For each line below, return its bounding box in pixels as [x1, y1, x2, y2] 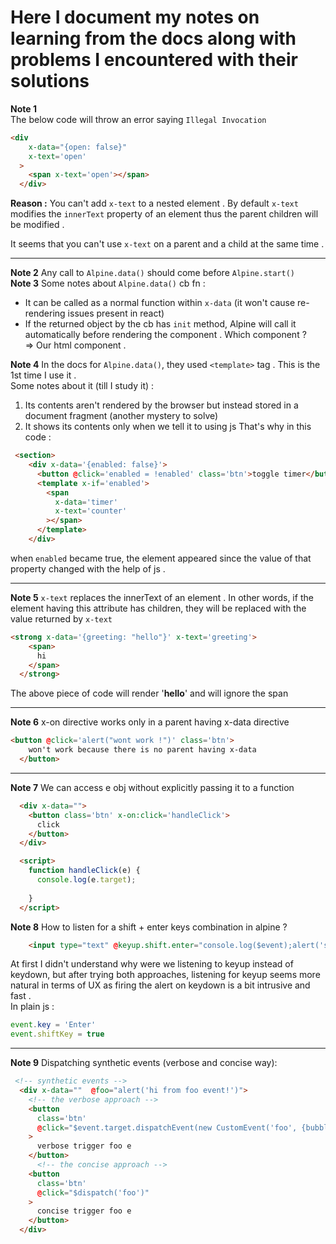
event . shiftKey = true [10, 1029, 105, 1040]
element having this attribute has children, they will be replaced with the [10, 602, 307, 614]
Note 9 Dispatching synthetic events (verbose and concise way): [10, 1057, 278, 1069]
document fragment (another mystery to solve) [24, 410, 219, 422]
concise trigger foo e [36, 1206, 132, 1216]
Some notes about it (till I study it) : [10, 380, 155, 392]
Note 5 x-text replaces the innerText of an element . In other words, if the [10, 591, 314, 603]
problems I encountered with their [10, 49, 298, 71]
